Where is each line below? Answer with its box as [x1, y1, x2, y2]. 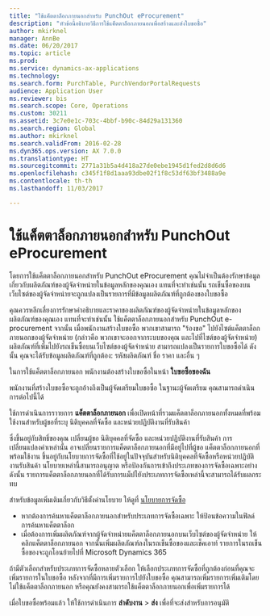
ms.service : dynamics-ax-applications [9, 65, 139, 73]
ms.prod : [9, 57, 39, 65]
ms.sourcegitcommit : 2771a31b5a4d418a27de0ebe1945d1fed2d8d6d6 [9, 162, 226, 170]
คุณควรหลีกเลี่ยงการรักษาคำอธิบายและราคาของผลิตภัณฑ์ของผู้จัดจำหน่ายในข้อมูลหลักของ [9, 304, 242, 315]
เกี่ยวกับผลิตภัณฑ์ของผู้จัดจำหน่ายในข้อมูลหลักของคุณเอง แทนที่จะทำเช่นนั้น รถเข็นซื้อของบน [9, 279, 251, 289]
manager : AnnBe [9, 34, 60, 43]
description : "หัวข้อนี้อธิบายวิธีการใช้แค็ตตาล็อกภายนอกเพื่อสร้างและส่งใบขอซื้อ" [9, 19, 207, 27]
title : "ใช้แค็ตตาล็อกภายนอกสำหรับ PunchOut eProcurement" [9, 11, 185, 20]
